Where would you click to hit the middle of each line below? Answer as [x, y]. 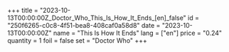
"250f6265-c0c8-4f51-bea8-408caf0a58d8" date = [84, 25]
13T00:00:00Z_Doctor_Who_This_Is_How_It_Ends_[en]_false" [97, 18]
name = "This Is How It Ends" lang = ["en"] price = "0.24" [138, 33]
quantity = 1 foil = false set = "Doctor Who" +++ [78, 41]
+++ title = [23, 10]
